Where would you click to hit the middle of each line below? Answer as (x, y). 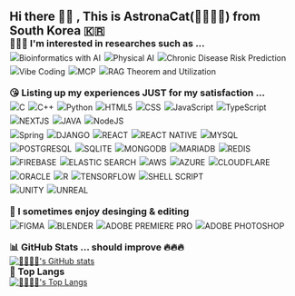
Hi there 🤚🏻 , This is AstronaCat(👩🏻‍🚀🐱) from (135, 16)
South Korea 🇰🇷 (57, 30)
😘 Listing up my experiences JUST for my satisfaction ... (138, 93)
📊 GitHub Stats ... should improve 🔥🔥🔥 (97, 247)
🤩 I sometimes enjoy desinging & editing (99, 211)
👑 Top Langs (37, 271)
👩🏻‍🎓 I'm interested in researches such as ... (108, 43)
